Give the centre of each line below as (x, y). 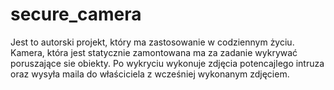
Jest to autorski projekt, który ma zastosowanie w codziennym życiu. (152, 42)
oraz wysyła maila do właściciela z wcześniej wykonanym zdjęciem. (150, 74)
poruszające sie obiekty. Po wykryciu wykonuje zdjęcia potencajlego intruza (167, 63)
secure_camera (76, 14)
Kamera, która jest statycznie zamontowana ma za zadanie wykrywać (154, 52)
